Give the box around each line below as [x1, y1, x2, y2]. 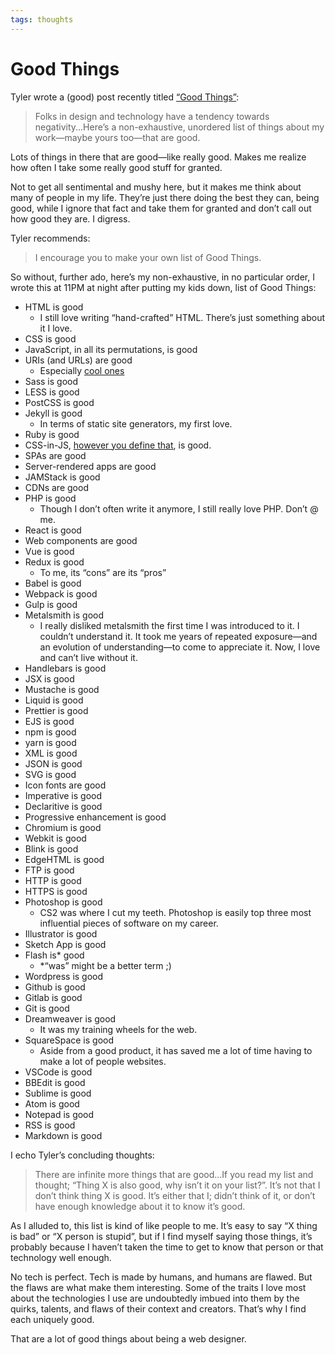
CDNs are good [24, 481, 89, 493]
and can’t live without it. [39, 651, 138, 663]
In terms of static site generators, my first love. [39, 417, 233, 430]
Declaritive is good [24, 800, 103, 812]
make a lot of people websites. [39, 1055, 167, 1067]
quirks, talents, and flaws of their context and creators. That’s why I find [10, 1302, 307, 1315]
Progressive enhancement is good [24, 811, 167, 823]
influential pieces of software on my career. [39, 917, 219, 929]
